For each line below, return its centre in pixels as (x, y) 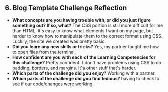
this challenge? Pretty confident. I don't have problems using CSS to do (87, 62)
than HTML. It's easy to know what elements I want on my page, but (82, 31)
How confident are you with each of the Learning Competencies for (84, 57)
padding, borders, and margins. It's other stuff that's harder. (74, 68)
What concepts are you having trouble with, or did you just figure (81, 20)
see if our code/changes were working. (53, 84)
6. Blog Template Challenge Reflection (66, 8)
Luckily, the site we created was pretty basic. (59, 41)
